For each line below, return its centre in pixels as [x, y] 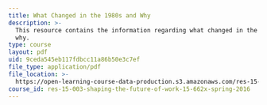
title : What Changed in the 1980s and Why [79, 15]
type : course [30, 45]
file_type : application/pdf [55, 67]
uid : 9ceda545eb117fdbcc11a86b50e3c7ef [74, 60]
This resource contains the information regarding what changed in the [137, 30]
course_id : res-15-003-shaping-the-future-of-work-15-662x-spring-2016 [129, 89]
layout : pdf [28, 52]
